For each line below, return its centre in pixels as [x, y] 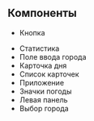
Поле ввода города [53, 56]
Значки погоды [45, 91]
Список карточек [49, 74]
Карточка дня [43, 65]
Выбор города [44, 108]
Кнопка [32, 32]
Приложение [42, 82]
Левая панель [43, 99]
